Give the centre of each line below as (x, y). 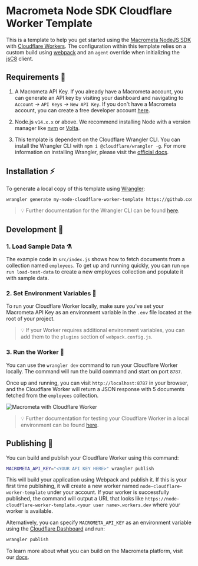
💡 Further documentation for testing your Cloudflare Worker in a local (105, 418)
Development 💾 (35, 230)
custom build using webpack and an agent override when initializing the (93, 52)
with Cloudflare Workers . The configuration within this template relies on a (96, 46)
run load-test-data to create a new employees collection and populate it (95, 272)
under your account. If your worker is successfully (108, 492)
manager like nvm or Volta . (47, 128)
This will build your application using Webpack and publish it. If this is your (97, 480)
